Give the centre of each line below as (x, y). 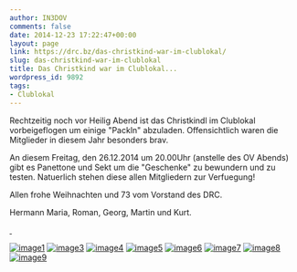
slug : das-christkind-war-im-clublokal (85, 60)
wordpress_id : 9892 (47, 78)
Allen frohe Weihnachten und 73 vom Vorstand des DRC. (116, 194)
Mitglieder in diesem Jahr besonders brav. (89, 140)
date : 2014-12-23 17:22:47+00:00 (73, 35)
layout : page (34, 43)
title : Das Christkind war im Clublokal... (94, 69)
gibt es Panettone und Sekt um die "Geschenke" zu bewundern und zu (143, 167)
